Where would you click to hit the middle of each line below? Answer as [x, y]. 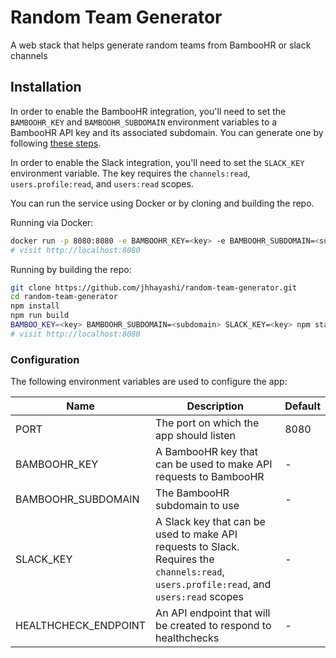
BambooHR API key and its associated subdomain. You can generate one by [167, 132]
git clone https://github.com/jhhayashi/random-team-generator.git [154, 287]
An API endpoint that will [213, 613]
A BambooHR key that [207, 452]
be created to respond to [213, 626]
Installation [46, 87]
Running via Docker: [52, 222]
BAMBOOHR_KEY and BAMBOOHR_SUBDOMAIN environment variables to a [144, 122]
